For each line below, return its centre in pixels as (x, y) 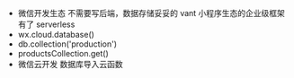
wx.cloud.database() (56, 35)
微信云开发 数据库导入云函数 (70, 64)
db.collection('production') (67, 44)
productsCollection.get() (63, 53)
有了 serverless (46, 24)
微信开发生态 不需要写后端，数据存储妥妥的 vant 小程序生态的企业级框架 (151, 13)
